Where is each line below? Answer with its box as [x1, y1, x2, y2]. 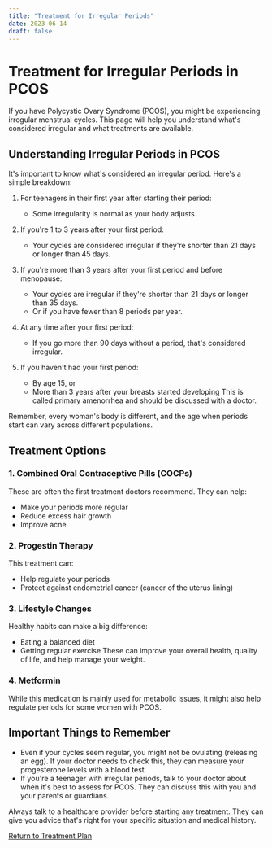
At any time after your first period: [19, 322, 134, 332]
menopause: [19, 273, 63, 283]
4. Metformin [8, 675, 61, 686]
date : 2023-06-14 [8, 20, 67, 28]
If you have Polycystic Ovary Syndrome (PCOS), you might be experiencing [8, 107, 261, 116]
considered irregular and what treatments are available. [8, 124, 193, 133]
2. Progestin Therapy [8, 540, 93, 551]
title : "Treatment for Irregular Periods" [8, 11, 154, 20]
